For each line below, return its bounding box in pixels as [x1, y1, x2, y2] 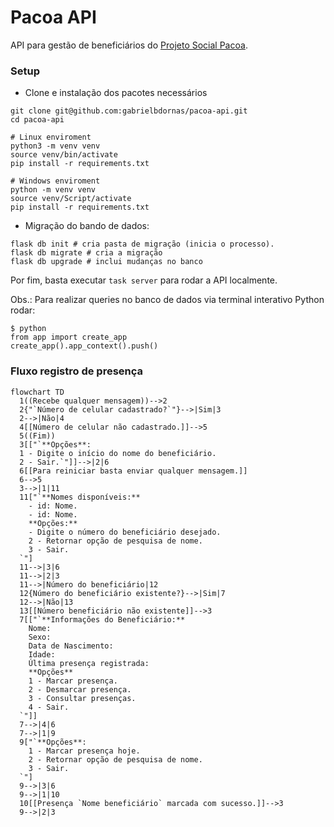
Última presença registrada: [28, 658, 150, 668]
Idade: [28, 649, 56, 660]
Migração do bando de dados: [24, 220, 150, 232]
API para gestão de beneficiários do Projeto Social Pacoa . [10, 39, 248, 51]
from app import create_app [10, 332, 128, 343]
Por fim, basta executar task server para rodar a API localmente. [10, 274, 278, 286]
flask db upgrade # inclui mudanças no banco [10, 257, 203, 267]
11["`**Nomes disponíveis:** [19, 492, 141, 502]
